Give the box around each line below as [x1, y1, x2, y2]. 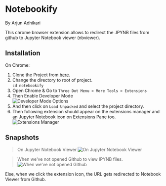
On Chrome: [5, 62, 30, 68]
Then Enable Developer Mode [12, 93, 73, 98]
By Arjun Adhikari [5, 20, 41, 26]
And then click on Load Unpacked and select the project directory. [12, 103, 144, 109]
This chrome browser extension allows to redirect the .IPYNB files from [5, 29, 150, 35]
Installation [5, 49, 41, 57]
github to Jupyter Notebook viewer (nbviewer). [5, 35, 100, 41]
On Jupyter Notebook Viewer [17, 146, 77, 152]
